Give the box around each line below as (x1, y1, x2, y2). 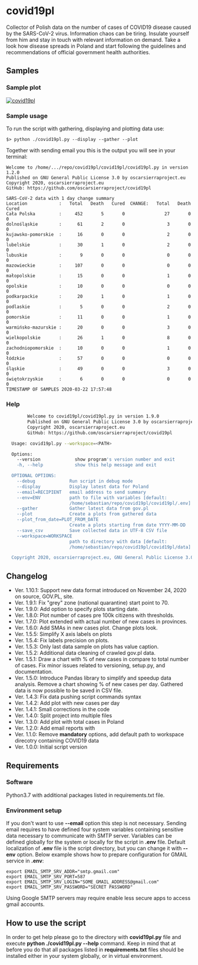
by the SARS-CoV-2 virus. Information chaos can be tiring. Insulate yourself (6, 29, 190, 37)
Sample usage (6, 111, 48, 120)
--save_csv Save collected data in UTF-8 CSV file (16, 527, 167, 533)
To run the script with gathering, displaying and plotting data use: (6, 125, 165, 132)
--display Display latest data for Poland (16, 484, 149, 490)
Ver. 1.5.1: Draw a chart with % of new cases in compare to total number (14, 656, 189, 663)
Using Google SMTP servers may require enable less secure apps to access (6, 895, 191, 902)
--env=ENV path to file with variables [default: (16, 494, 167, 501)
